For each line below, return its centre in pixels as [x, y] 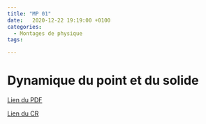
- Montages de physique [48, 33]
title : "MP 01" [29, 14]
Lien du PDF [25, 100]
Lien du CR [23, 113]
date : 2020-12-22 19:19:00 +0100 [59, 20]
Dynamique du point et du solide [103, 81]
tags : [15, 40]
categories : [24, 27]
